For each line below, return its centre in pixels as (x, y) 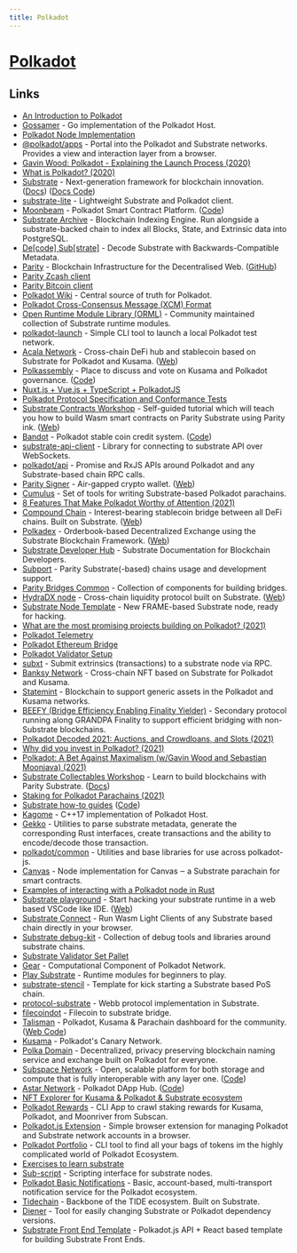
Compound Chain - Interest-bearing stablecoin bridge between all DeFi (152, 512)
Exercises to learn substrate (73, 1163)
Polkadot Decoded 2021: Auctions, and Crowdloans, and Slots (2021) (148, 738)
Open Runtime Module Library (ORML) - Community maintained (138, 314)
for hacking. (44, 616)
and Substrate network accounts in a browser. (106, 1135)
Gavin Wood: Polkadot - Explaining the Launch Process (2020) (136, 163)
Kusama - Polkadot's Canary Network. (92, 1041)
